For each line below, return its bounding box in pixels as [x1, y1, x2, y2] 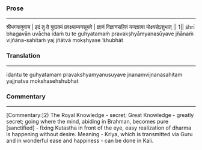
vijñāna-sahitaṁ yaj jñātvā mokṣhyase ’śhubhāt [6, 37, 123, 44]
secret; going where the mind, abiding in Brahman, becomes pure [6, 118, 169, 125]
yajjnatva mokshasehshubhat [6, 77, 79, 85]
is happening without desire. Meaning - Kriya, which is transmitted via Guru [6, 130, 193, 137]
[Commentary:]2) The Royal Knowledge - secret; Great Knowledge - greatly [6, 111, 194, 118]
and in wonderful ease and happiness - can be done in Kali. [6, 137, 154, 144]
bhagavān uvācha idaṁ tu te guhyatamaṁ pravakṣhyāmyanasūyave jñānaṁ [6, 30, 194, 37]
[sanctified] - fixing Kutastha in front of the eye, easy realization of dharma [6, 124, 191, 131]
